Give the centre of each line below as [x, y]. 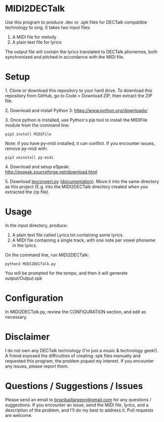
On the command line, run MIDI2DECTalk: [47, 255]
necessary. [16, 317]
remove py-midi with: [27, 149]
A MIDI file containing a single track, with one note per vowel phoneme [84, 240]
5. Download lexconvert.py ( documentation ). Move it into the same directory [82, 181]
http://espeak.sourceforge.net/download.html [51, 172]
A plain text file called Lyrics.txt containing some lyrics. [68, 235]
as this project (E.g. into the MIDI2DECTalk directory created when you [77, 186]
